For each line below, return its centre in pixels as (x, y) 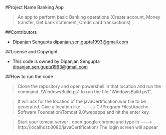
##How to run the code (29, 77)
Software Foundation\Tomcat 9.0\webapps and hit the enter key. (84, 112)
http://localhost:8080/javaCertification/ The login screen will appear (88, 127)
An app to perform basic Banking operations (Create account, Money (89, 17)
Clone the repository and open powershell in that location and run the (89, 86)
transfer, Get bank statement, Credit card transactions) (74, 22)
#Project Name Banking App (35, 7)
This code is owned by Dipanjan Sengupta (56, 61)
